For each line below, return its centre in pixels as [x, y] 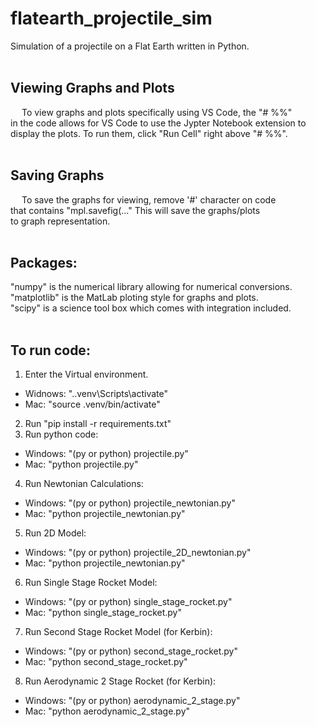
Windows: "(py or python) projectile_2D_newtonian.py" [138, 553]
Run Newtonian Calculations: [84, 484]
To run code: [50, 350]
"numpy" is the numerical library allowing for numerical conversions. [151, 287]
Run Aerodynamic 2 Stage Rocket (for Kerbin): [120, 681]
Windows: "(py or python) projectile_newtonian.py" [130, 503]
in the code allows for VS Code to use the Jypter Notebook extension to [158, 123]
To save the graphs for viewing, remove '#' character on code [149, 199]
